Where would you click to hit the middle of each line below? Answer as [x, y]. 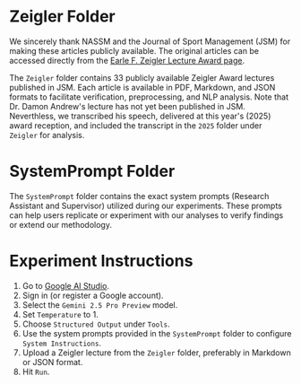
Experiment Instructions [101, 261]
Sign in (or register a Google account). [93, 295]
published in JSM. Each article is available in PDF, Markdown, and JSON [142, 87]
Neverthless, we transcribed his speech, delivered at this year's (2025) [140, 116]
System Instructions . [61, 343]
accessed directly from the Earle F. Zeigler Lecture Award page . [127, 60]
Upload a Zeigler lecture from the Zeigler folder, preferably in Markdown [156, 353]
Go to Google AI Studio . [66, 285]
